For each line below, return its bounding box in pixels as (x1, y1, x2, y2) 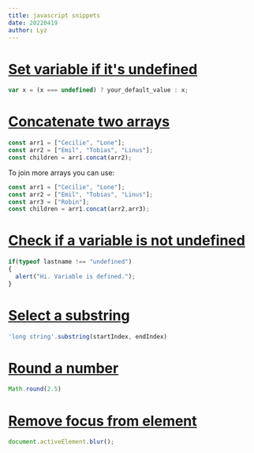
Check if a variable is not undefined (8, 232, 246, 249)
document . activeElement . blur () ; (8, 438, 114, 446)
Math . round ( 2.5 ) (8, 385, 62, 393)
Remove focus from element (8, 412, 197, 430)
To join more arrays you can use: (8, 167, 115, 178)
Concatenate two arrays (8, 113, 170, 131)
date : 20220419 (8, 19, 58, 27)
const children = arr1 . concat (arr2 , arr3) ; (8, 205, 150, 213)
